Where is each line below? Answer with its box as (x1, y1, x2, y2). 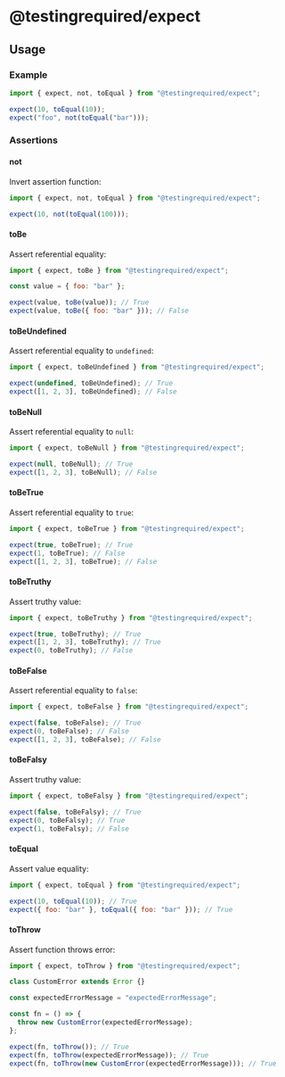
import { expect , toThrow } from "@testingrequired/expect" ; (9, 961, 241, 970)
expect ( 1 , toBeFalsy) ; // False (9, 824, 129, 833)
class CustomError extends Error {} (9, 977, 145, 987)
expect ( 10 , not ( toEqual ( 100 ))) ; (9, 210, 129, 219)
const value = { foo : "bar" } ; (9, 282, 126, 291)
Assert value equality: (9, 863, 89, 874)
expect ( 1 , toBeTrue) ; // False (9, 549, 126, 558)
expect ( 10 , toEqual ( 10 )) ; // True (9, 897, 138, 906)
